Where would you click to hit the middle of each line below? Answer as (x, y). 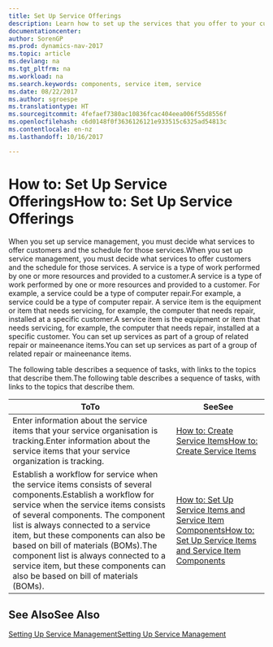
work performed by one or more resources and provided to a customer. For (134, 284)
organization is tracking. (58, 461)
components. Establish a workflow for (83, 494)
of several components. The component (89, 515)
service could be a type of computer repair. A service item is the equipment (135, 302)
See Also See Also (54, 614)
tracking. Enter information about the (81, 441)
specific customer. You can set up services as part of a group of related (129, 336)
